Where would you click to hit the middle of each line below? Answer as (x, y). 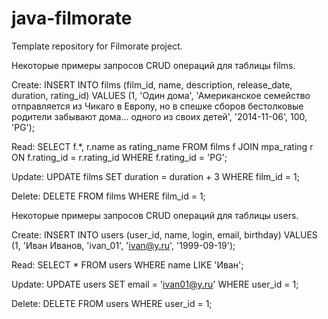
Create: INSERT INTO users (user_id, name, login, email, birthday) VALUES (164, 234)
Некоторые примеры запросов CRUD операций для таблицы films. (153, 65)
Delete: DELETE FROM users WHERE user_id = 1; (112, 303)
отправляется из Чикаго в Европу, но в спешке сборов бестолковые (157, 106)
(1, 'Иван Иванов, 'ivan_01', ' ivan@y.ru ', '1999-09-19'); (123, 245)
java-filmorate (72, 18)
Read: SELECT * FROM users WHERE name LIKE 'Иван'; (127, 264)
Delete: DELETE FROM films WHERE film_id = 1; (108, 196)
